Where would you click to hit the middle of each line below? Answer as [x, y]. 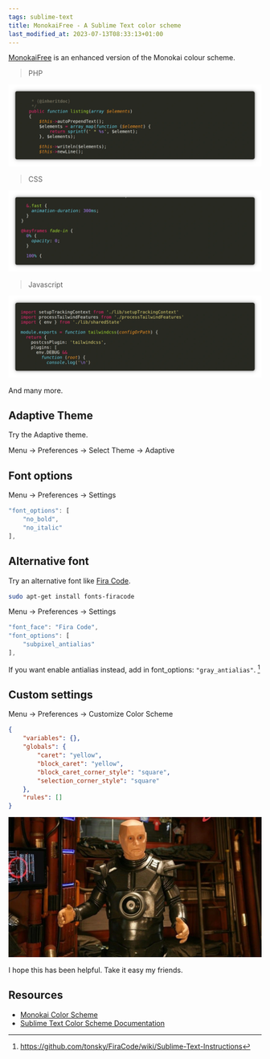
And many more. [36, 390]
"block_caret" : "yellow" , [81, 763]
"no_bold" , [41, 519]
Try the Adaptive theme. [48, 435]
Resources [36, 995]
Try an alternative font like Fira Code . [70, 581]
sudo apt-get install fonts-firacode [72, 596]
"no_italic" [43, 528]
